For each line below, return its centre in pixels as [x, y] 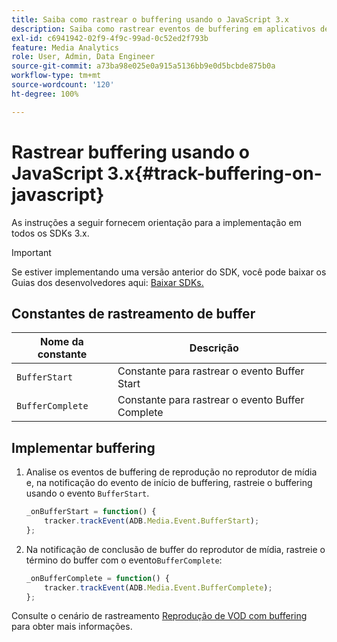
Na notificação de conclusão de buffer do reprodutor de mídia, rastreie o [175, 549]
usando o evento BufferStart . [87, 493]
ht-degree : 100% [45, 94]
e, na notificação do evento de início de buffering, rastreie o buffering [169, 483]
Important [31, 252]
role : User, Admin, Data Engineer [83, 57]
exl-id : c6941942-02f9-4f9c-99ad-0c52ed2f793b [110, 38]
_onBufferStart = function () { [91, 512]
